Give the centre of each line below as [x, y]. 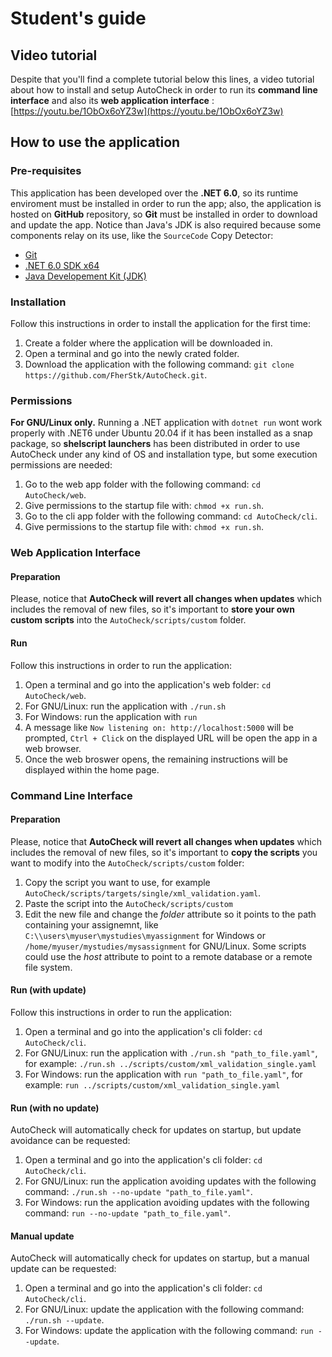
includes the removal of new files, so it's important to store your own [152, 609]
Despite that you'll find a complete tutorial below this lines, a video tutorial [162, 79]
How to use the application [95, 142]
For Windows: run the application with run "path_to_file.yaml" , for [163, 1074]
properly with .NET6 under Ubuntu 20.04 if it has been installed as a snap [161, 433]
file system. [48, 967]
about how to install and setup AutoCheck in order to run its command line [164, 90]
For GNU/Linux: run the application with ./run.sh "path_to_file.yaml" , [171, 1053]
